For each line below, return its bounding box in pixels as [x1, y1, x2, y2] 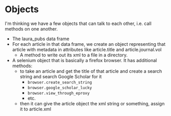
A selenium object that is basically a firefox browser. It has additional [12, 57, 157, 63]
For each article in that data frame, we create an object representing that [12, 41, 166, 47]
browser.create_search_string [27, 80, 92, 85]
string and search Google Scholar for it [19, 73, 102, 79]
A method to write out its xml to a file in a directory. [19, 52, 128, 58]
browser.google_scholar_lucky [27, 85, 92, 90]
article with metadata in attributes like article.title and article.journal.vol [12, 46, 162, 52]
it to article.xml [19, 106, 52, 112]
